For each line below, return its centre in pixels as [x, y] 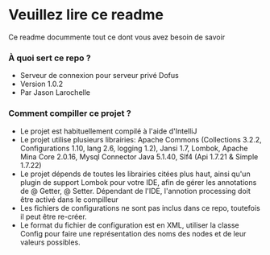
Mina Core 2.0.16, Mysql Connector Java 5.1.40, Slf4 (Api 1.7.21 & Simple [139, 156]
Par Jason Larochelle [55, 93]
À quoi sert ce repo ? [50, 58]
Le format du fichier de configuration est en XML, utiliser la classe [129, 225]
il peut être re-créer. [53, 216]
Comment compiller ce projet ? [70, 113]
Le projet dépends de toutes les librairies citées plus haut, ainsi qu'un [135, 174]
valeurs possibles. [50, 242]
